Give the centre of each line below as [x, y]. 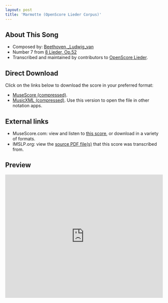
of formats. [24, 139]
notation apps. [27, 106]
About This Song [32, 35]
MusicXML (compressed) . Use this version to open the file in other [81, 100]
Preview [18, 165]
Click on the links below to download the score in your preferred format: [79, 85]
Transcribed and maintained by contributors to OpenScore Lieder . [80, 58]
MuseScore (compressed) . [40, 95]
